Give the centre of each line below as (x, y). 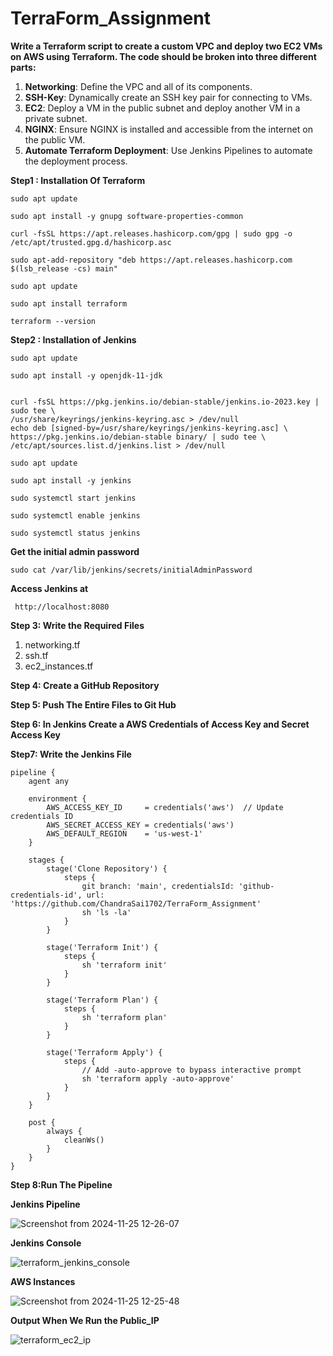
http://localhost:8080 (62, 607)
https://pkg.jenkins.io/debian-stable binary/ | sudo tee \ (138, 437)
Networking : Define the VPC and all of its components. (138, 86)
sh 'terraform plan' (124, 1017)
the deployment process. (76, 161)
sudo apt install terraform (69, 303)
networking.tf (52, 644)
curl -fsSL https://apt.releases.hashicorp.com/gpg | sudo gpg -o (151, 233)
